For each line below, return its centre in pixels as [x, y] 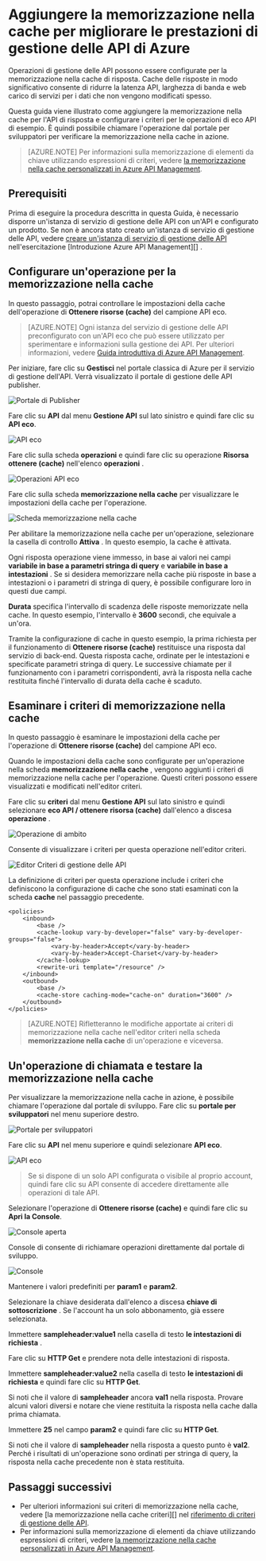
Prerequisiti [38, 194]
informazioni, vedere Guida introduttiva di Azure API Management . [136, 352]
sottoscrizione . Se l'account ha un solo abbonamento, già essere [116, 1311]
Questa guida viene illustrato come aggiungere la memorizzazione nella [125, 111]
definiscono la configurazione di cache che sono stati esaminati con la [123, 889]
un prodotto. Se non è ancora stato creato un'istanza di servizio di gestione [131, 230]
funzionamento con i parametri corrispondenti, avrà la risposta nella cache [130, 672]
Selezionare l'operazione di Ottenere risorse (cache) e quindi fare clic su [128, 1208]
